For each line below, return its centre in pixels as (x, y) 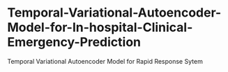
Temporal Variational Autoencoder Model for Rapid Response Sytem (105, 61)
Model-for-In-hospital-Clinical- (100, 27)
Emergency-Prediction (74, 42)
